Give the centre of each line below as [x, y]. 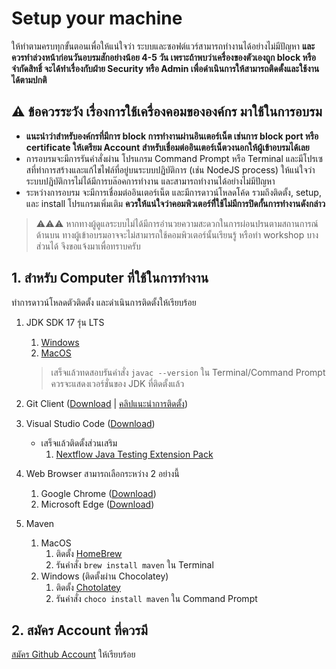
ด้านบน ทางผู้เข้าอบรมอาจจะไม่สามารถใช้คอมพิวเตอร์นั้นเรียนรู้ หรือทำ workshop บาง [177, 234]
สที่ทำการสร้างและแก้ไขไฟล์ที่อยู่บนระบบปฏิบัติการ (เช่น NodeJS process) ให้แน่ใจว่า [170, 169]
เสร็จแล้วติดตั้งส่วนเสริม [79, 443]
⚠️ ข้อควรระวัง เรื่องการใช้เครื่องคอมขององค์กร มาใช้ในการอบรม [167, 112]
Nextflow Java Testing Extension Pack [134, 454]
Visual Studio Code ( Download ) [90, 423]
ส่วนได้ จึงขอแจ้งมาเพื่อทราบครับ [88, 246]
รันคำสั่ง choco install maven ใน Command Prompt [156, 598]
